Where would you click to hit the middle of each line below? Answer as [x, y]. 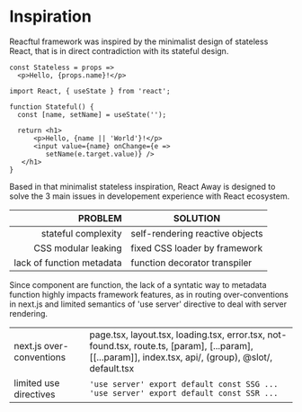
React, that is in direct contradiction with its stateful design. [119, 50]
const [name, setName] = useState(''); [92, 114]
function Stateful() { [52, 107]
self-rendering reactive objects [197, 233]
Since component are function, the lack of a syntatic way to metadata [138, 284]
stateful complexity [82, 233]
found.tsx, [111, 345]
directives [35, 394]
